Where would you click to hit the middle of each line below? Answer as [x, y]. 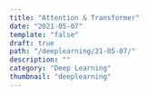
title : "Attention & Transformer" [75, 18]
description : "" [40, 60]
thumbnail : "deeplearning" [60, 77]
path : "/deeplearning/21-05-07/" [73, 52]
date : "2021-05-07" [46, 26]
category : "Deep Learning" [60, 69]
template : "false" [44, 34]
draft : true [32, 43]
